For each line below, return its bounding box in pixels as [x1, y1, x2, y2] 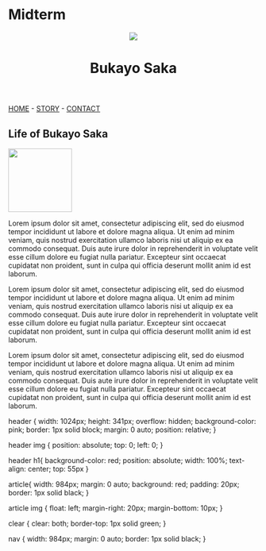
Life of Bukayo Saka [8, 127, 109, 141]
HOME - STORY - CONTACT [8, 104, 101, 114]
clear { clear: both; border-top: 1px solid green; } [8, 518, 167, 528]
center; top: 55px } [27, 464, 89, 473]
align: [8, 464, 26, 473]
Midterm [8, 6, 66, 24]
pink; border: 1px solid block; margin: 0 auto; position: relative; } [8, 425, 217, 434]
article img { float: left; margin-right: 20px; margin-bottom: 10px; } [8, 503, 223, 513]
